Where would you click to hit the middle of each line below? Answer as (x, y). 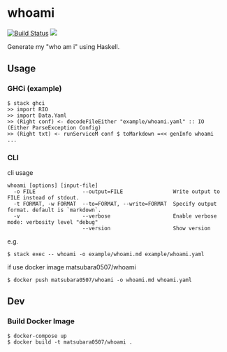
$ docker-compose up (37, 336)
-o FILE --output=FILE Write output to (117, 191)
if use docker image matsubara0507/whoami (72, 267)
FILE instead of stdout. (43, 197)
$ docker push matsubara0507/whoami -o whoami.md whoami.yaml (100, 280)
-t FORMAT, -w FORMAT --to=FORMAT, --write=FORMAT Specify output (115, 204)
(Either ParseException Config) (54, 127)
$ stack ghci (26, 103)
